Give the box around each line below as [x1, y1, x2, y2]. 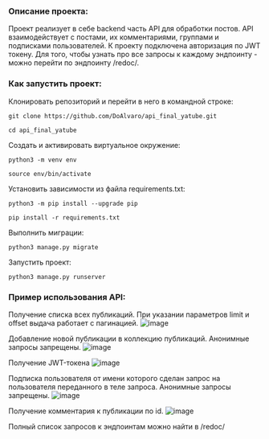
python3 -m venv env [8, 155, 78, 164]
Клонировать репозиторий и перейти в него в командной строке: [8, 96, 234, 106]
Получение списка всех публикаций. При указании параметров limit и [8, 310, 250, 319]
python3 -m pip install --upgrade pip [8, 199, 138, 207]
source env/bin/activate [8, 170, 92, 178]
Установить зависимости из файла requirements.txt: [8, 183, 185, 194]
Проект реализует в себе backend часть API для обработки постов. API [8, 24, 255, 34]
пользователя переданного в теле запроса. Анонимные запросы [8, 382, 231, 392]
